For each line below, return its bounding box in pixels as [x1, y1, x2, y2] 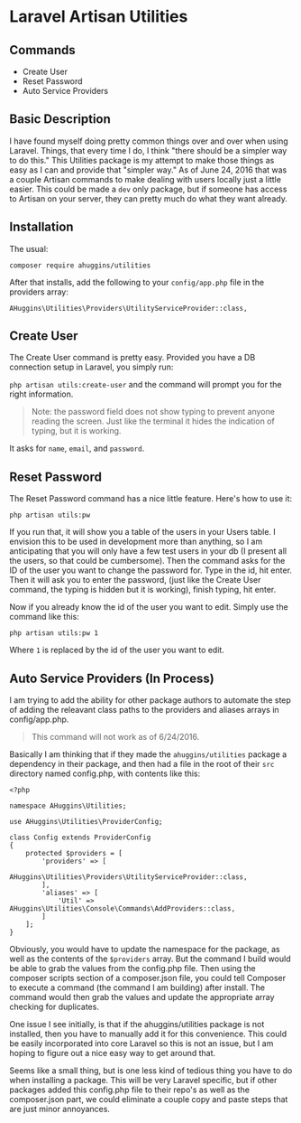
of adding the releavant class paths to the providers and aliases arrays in [9, 705, 279, 716]
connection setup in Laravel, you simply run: [9, 361, 174, 372]
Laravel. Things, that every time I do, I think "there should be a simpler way [9, 145, 287, 155]
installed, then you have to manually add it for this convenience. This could [9, 1028, 287, 1040]
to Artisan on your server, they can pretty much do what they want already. [9, 192, 288, 204]
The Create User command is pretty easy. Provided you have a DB [9, 352, 256, 363]
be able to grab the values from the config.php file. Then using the [9, 963, 257, 974]
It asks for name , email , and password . [9, 443, 145, 454]
